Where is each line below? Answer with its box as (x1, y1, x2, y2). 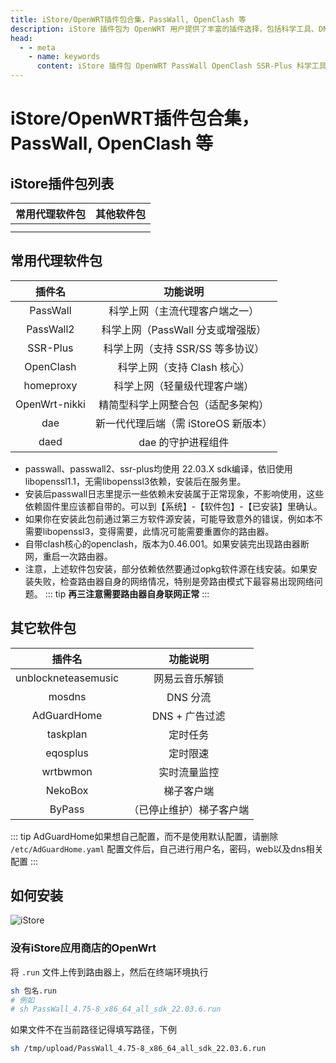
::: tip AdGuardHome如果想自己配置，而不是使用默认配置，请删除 (10, 830, 279, 842)
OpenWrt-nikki (15, 397, 86, 411)
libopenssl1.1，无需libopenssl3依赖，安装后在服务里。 (24, 475, 247, 487)
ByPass (49, 802, 85, 816)
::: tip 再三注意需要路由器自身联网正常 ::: (44, 587, 210, 600)
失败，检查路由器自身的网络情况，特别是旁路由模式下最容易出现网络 (33, 575, 315, 587)
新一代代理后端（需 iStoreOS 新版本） (94, 416, 273, 430)
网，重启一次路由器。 (24, 550, 113, 562)
